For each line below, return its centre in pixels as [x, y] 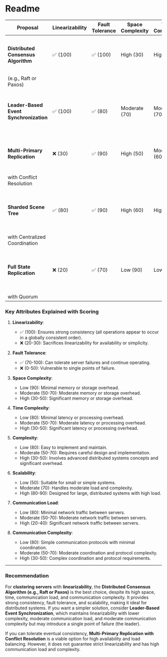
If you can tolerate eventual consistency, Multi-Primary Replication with [80, 633]
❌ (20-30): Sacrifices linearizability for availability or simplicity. [84, 343]
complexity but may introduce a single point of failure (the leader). [73, 624]
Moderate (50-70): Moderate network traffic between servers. [83, 518]
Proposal [28, 27]
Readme [23, 9]
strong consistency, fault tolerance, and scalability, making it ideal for [76, 602]
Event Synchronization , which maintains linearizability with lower [72, 613]
